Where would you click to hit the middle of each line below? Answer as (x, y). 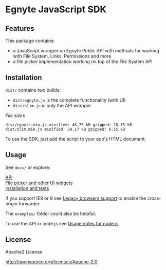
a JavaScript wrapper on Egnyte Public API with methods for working (86, 51)
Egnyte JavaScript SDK (56, 9)
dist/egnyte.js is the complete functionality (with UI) (69, 100)
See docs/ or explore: (28, 167)
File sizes (15, 115)
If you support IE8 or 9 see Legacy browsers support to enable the (76, 198)
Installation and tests (27, 188)
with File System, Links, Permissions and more (62, 56)
